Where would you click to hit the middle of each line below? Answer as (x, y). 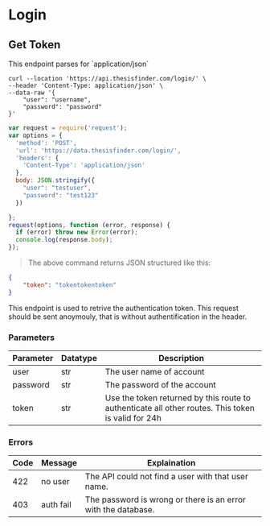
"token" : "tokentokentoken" (70, 285)
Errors (21, 442)
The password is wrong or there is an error (166, 499)
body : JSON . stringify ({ (55, 180)
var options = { (35, 135)
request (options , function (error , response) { (90, 225)
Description (182, 358)
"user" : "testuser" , (57, 188)
